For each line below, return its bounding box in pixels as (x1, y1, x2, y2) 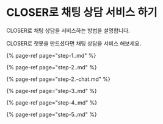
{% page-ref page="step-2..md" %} (6, 63, 97, 71)
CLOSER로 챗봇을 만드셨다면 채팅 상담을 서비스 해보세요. (6, 40, 142, 47)
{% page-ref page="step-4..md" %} (6, 98, 98, 106)
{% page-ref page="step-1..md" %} (6, 52, 96, 59)
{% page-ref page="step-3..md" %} (6, 87, 98, 94)
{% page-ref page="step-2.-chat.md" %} (6, 75, 111, 83)
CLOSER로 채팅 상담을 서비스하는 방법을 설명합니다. (6, 27, 130, 34)
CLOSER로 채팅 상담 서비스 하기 (6, 5, 158, 19)
